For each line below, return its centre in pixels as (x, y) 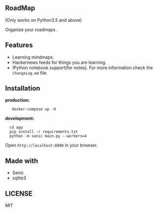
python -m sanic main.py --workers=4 (48, 136)
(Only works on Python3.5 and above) (44, 20)
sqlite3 (19, 178)
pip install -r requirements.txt (44, 132)
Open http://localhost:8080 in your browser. (51, 145)
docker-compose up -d (34, 109)
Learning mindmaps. (33, 57)
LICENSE (19, 193)
